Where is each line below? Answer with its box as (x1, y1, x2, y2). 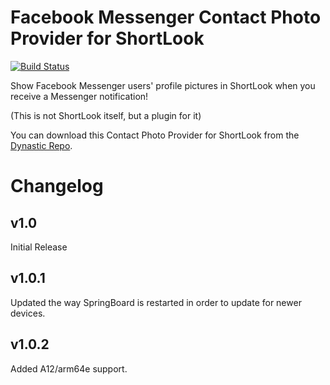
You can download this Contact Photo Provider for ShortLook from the (10, 129, 300, 141)
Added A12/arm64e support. (10, 362, 128, 375)
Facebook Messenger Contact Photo (10, 6, 322, 29)
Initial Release (10, 241, 68, 253)
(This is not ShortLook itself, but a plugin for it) (10, 109, 202, 121)
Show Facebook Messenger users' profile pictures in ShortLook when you (10, 79, 316, 91)
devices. (10, 307, 46, 319)
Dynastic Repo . (10, 139, 73, 151)
